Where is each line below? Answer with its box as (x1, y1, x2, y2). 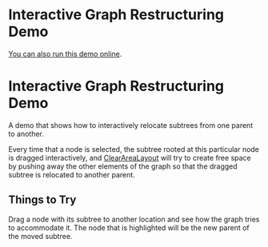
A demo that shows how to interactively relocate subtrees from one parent (8, 120, 254, 129)
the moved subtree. (8, 231, 73, 241)
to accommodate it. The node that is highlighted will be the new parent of (8, 222, 250, 233)
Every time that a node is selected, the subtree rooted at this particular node (8, 144, 260, 153)
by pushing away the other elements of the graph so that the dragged (8, 161, 238, 171)
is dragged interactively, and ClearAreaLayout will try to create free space (8, 153, 251, 162)
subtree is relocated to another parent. (8, 169, 136, 179)
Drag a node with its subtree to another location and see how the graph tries (8, 214, 260, 224)
